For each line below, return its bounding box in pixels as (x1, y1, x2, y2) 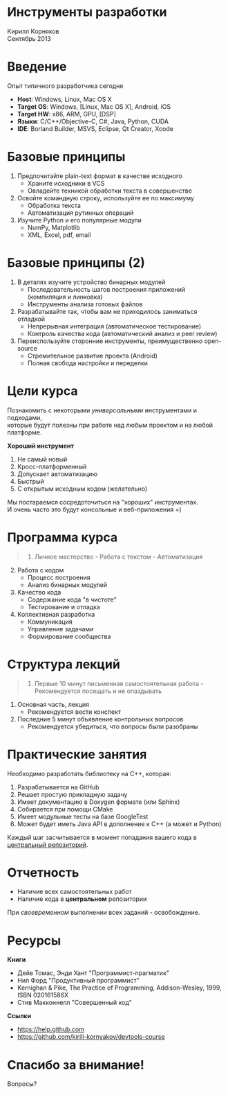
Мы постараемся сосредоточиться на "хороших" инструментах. (7, 498, 198, 506)
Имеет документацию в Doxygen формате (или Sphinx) (17, 798, 180, 806)
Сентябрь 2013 (7, 34, 52, 42)
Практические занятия (7, 746, 147, 762)
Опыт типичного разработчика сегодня (7, 81, 124, 90)
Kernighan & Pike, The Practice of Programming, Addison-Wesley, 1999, (17, 983, 222, 992)
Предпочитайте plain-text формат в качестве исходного (17, 171, 183, 180)
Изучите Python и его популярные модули (17, 216, 142, 224)
